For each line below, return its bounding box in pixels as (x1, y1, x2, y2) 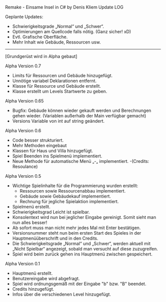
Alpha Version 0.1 (5, 261, 41, 266)
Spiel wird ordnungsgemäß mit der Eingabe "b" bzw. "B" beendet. (12, 281, 147, 287)
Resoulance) (12, 163, 38, 169)
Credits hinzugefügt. (12, 286, 54, 292)
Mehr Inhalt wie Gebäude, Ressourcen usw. (12, 39, 101, 45)
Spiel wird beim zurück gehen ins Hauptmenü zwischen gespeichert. (12, 251, 153, 257)
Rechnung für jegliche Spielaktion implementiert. (19, 199, 119, 204)
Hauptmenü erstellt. (12, 270, 53, 276)
